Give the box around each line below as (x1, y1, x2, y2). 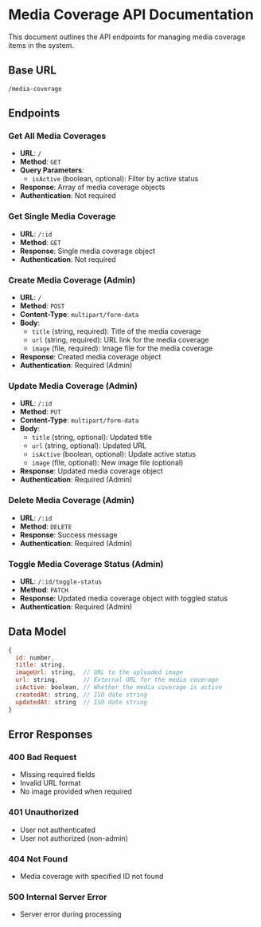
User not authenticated (19, 825, 95, 834)
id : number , (15, 653, 56, 662)
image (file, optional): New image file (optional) (31, 458, 184, 468)
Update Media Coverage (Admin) (8, 380, 138, 391)
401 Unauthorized (8, 806, 80, 818)
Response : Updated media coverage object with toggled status (19, 593, 228, 603)
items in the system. (8, 40, 74, 50)
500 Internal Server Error (8, 891, 107, 902)
